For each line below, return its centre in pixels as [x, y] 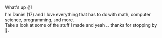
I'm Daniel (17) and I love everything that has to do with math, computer [78, 15]
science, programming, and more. [40, 20]
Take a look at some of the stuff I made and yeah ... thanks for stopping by [81, 25]
